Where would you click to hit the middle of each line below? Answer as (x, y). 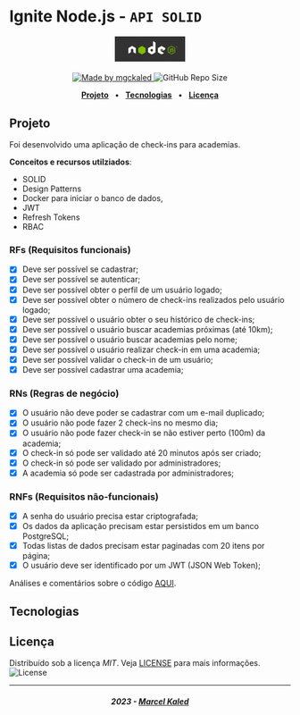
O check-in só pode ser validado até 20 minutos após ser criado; (142, 452)
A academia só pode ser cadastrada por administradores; (128, 473)
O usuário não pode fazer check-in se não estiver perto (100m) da (144, 433)
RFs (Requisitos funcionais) (70, 250)
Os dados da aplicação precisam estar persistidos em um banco (140, 526)
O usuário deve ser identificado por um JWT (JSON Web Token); (142, 566)
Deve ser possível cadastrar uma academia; (103, 369)
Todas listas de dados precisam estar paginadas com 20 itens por (143, 546)
